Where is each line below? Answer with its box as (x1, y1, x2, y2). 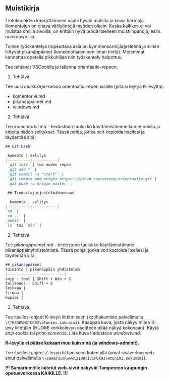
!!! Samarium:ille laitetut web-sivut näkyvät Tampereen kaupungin (5, 364, 147, 370)
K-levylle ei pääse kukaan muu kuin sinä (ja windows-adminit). (5, 340, 140, 346)
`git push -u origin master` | (7, 181, 73, 186)
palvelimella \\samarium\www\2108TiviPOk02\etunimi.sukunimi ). (16, 355, 147, 361)
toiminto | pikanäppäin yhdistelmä (5, 267, 80, 272)
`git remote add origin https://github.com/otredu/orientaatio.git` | (7, 177, 157, 182)
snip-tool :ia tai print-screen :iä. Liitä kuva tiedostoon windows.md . (5, 330, 141, 336)
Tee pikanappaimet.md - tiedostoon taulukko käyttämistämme (5, 242, 135, 248)
